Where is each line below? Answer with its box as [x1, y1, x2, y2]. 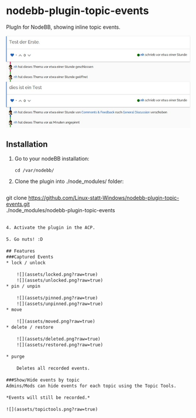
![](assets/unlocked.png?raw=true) [16, 277, 104, 283]
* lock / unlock [6, 260, 46, 266]
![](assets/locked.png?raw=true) [16, 271, 98, 277]
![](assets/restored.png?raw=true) [16, 342, 104, 348]
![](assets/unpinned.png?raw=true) [16, 301, 104, 307]
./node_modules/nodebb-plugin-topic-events [6, 206, 115, 213]
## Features [6, 248, 35, 254]
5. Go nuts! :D [6, 236, 43, 242]
